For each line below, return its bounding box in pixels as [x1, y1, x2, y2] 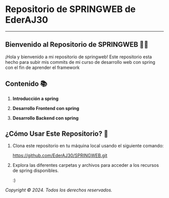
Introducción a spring [12, 95, 59, 102]
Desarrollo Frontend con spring [12, 105, 79, 111]
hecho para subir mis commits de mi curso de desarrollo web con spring [5, 59, 155, 65]
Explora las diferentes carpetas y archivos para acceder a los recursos [12, 162, 159, 168]
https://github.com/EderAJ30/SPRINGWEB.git [12, 152, 108, 159]
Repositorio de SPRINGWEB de [5, 4, 136, 15]
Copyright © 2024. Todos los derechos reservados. [5, 187, 113, 193]
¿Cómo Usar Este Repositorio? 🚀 [5, 129, 109, 138]
